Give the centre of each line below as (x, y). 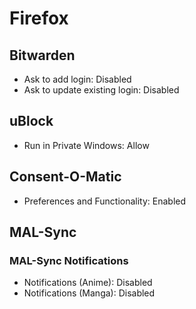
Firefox (39, 18)
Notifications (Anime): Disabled (88, 283)
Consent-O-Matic (65, 177)
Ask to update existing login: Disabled (101, 90)
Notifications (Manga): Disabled (89, 293)
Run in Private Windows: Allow (86, 145)
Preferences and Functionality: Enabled (105, 201)
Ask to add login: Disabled (77, 79)
